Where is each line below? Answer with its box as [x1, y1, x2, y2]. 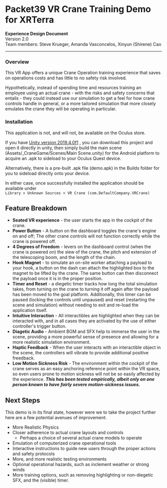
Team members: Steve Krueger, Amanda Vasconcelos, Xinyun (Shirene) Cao [5, 41, 162, 47]
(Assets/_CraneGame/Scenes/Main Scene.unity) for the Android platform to [5, 150, 160, 156]
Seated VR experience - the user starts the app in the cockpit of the [12, 217, 153, 223]
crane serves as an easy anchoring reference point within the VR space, [12, 366, 161, 372]
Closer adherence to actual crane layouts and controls [12, 430, 124, 436]
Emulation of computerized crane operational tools [12, 440, 116, 446]
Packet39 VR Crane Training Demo [5, 3, 151, 15]
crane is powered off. [12, 239, 56, 244]
